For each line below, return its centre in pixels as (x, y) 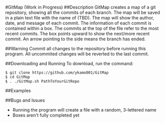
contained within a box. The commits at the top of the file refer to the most (82, 28)
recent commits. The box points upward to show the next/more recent (77, 34)
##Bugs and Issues (25, 100)
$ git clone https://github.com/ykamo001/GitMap (57, 73)
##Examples (18, 91)
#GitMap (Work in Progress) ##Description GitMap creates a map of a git (80, 7)
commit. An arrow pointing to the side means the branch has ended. (75, 39)
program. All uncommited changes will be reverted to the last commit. (77, 54)
